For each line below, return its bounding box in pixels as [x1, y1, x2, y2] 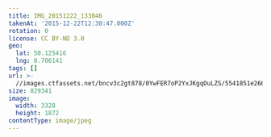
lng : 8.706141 [15, 57, 63, 65]
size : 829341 [8, 86, 52, 95]
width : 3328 [15, 102, 56, 110]
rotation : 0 [8, 27, 48, 35]
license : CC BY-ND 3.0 [8, 34, 85, 43]
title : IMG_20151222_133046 [8, 11, 103, 20]
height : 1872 [15, 110, 60, 118]
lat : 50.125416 [15, 49, 67, 57]
